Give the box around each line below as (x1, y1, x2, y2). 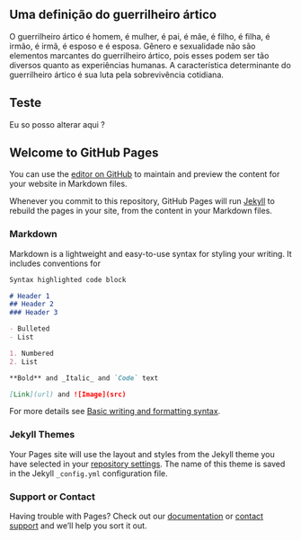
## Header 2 (9, 300, 54, 309)
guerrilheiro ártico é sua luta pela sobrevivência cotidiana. (9, 69, 225, 80)
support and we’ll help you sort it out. (9, 520, 147, 531)
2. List (9, 357, 39, 367)
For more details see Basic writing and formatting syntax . (9, 406, 221, 417)
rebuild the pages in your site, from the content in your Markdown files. (9, 206, 272, 217)
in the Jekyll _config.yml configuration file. (9, 467, 168, 479)
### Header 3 (9, 308, 58, 317)
